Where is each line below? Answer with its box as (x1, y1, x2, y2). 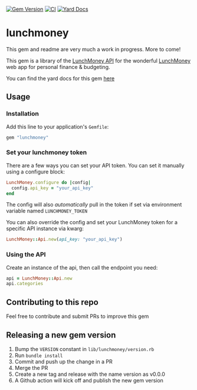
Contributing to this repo (6, 297, 98, 307)
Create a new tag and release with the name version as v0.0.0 (14, 371, 165, 378)
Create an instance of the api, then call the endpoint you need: (6, 264, 158, 271)
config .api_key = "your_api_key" (11, 185, 94, 191)
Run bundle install (14, 352, 63, 359)
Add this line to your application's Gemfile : (6, 123, 109, 130)
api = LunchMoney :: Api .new (6, 275, 73, 281)
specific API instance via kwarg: (6, 225, 84, 232)
